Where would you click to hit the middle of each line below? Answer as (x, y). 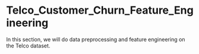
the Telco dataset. (28, 46)
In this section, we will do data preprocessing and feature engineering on (96, 39)
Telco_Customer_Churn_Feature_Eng (100, 10)
